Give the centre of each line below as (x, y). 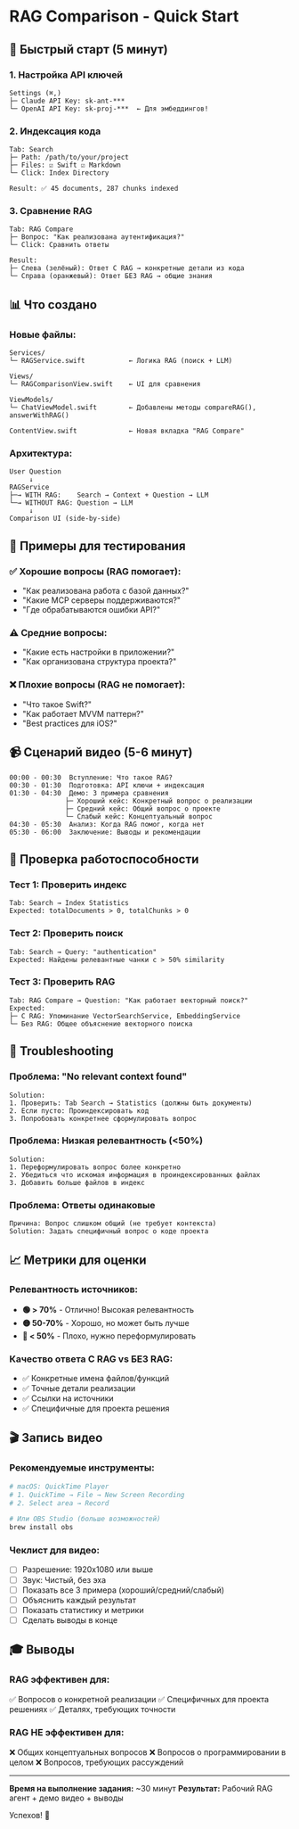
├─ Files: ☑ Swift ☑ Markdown (65, 165)
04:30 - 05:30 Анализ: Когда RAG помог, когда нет (107, 824)
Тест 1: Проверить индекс (68, 885)
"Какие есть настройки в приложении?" (98, 652)
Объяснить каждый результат (79, 1600)
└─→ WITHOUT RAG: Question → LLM (71, 503)
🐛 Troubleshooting (61, 1051)
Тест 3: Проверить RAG (62, 982)
